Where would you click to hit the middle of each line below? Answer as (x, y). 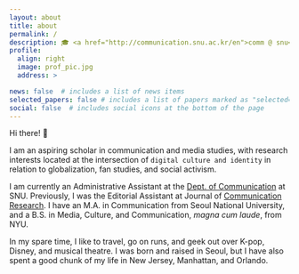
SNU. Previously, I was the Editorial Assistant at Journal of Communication (145, 196)
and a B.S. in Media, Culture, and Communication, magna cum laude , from (145, 215)
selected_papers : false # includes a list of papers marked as (129, 100)
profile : (25, 51)
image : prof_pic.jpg (55, 68)
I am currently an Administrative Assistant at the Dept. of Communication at (148, 187)
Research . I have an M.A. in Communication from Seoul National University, (147, 205)
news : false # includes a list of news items (97, 91)
